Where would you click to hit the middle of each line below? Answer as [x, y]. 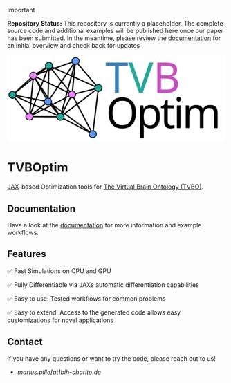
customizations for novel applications [61, 320]
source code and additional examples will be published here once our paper [115, 31]
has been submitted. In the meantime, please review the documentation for [114, 38]
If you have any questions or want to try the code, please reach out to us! [111, 358]
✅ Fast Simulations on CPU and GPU [59, 271]
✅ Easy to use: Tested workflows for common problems [86, 298]
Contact [25, 342]
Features [27, 254]
